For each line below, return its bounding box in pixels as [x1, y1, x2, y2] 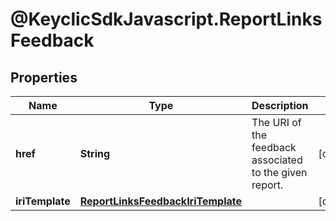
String [79, 147, 111, 160]
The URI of [251, 116, 302, 129]
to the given [251, 166, 308, 179]
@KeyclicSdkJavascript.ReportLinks [10, 8, 323, 31]
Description [251, 99, 309, 112]
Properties [10, 69, 78, 86]
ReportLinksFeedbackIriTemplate [79, 194, 243, 208]
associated [251, 153, 303, 167]
